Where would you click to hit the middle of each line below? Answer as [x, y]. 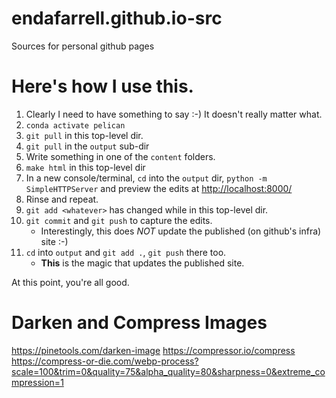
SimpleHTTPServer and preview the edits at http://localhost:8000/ [159, 188]
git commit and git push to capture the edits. [119, 220]
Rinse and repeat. [62, 199]
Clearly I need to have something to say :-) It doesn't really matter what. [174, 114]
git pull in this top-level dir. [84, 135]
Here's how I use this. [102, 86]
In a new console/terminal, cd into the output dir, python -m [146, 178]
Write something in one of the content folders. [120, 156]
